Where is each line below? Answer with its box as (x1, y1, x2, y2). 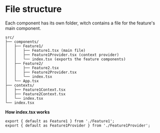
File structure (5, 3, 62, 15)
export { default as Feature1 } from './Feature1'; (5, 119, 115, 124)
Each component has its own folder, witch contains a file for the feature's (5, 20, 156, 26)
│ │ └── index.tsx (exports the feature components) (5, 56, 126, 62)
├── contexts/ (5, 83, 35, 88)
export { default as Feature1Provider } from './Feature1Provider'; (5, 123, 151, 128)
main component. (5, 25, 41, 31)
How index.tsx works (5, 109, 50, 115)
